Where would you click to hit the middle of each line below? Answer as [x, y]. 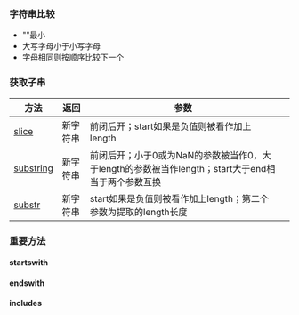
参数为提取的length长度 [138, 212]
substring [33, 168]
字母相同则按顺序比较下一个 [73, 57]
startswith [29, 262]
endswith [27, 283]
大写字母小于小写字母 [61, 46]
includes [26, 303]
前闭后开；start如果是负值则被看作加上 [170, 126]
